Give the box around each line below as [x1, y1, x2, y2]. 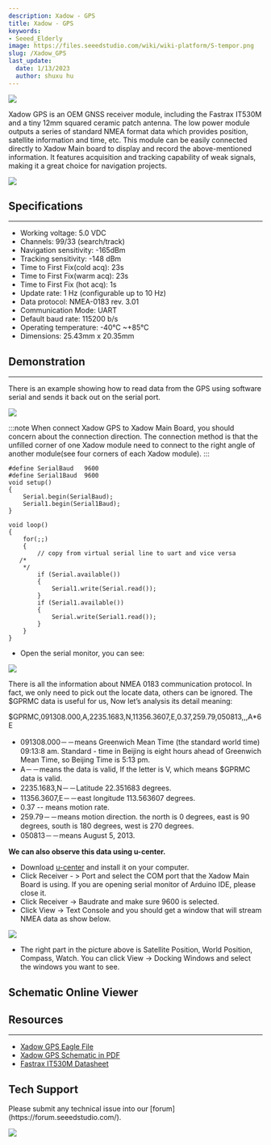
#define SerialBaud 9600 [8, 465, 99, 473]
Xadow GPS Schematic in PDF [19, 1050, 121, 1060]
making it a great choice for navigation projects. [8, 161, 168, 170]
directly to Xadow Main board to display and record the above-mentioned [8, 143, 252, 154]
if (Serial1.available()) [37, 599, 125, 607]
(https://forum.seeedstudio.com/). [8, 1113, 122, 1122]
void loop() [8, 521, 48, 529]
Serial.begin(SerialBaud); [23, 493, 114, 501]
